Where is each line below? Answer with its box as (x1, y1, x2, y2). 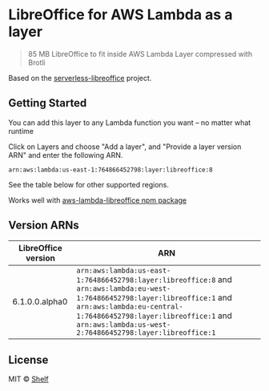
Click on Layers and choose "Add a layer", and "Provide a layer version (8, 142, 242, 151)
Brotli (27, 58, 46, 67)
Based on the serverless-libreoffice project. (8, 73, 152, 83)
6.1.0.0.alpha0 (12, 296, 68, 307)
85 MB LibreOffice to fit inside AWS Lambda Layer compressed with (27, 49, 253, 58)
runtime (8, 126, 34, 135)
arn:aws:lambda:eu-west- (76, 284, 171, 293)
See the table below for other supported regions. (8, 179, 170, 189)
